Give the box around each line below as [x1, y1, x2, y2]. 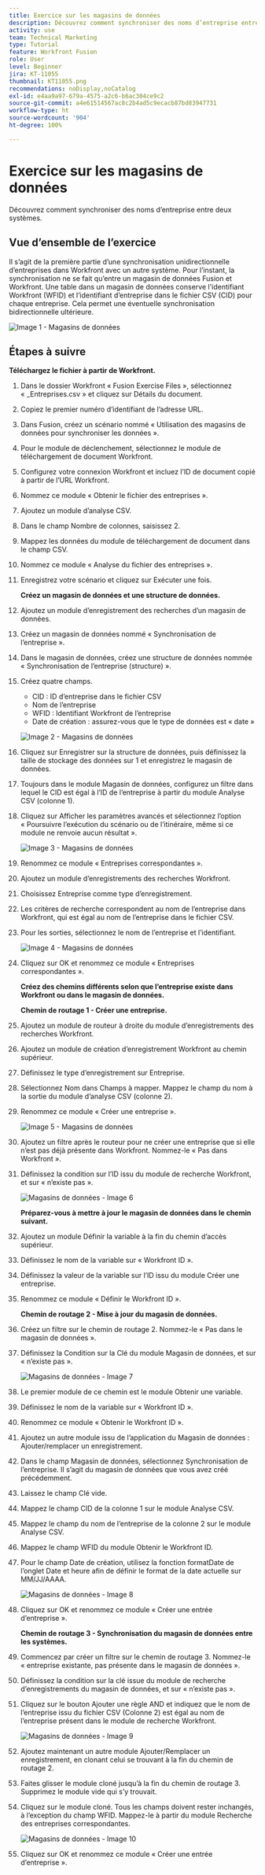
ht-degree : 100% [9, 121, 62, 129]
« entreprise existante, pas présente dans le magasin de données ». [20, 1661, 241, 1670]
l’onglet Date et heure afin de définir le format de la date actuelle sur [20, 1567, 242, 1576]
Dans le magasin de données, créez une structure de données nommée [20, 653, 252, 663]
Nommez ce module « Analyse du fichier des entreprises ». [20, 560, 213, 570]
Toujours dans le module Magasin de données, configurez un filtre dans [20, 780, 254, 789]
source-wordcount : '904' [9, 114, 90, 122]
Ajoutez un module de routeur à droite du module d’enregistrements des [20, 1021, 254, 1031]
